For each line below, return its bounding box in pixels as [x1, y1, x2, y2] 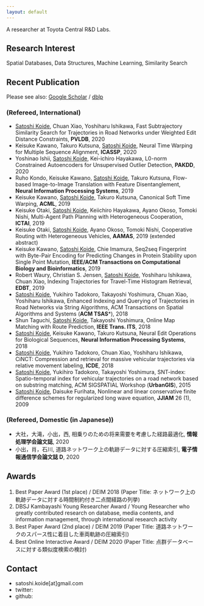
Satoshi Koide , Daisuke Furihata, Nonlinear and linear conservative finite [15, 387, 197, 395]
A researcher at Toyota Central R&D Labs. [6, 26, 111, 33]
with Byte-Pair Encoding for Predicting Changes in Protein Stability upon [15, 252, 197, 259]
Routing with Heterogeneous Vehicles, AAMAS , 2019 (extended [15, 232, 175, 239]
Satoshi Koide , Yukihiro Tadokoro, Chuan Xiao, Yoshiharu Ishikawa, [15, 348, 184, 356]
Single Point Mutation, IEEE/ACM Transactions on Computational [15, 258, 181, 266]
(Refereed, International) [6, 108, 81, 117]
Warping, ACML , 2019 [15, 200, 71, 207]
